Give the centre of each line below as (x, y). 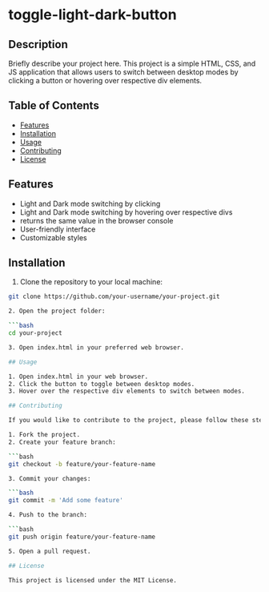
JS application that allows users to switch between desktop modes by (123, 72)
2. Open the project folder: (57, 311)
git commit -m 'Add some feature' (66, 501)
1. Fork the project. (44, 435)
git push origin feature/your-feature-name (82, 537)
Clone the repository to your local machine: (91, 282)
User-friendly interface (58, 229)
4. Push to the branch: (48, 515)
